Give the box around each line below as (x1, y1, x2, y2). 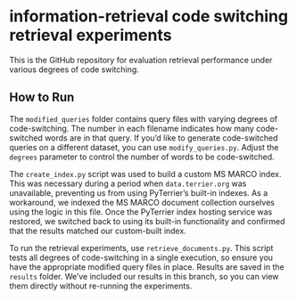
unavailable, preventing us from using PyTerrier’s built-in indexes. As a (9, 187, 268, 198)
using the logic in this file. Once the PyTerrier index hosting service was (9, 207, 273, 217)
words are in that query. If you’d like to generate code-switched (44, 132, 278, 143)
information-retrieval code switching (9, 6, 288, 27)
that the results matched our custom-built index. (9, 225, 187, 236)
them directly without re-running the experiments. (9, 280, 193, 291)
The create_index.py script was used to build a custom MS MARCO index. (9, 168, 282, 179)
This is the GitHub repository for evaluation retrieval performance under (9, 54, 273, 65)
